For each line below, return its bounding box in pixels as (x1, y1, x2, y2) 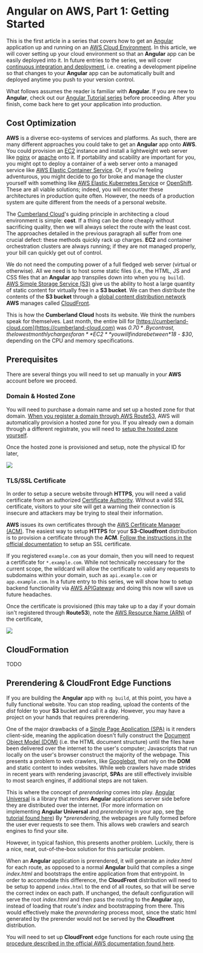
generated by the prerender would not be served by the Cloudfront (6, 915, 175, 922)
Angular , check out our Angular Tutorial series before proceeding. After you (6, 94, 196, 101)
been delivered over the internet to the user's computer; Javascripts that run (6, 744, 198, 752)
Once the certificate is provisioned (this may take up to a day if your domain (6, 603, 196, 610)
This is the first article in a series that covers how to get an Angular (6, 37, 174, 44)
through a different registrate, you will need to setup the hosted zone (6, 425, 178, 432)
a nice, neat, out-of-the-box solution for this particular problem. (6, 845, 165, 852)
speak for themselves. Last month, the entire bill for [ (6, 317, 138, 325)
